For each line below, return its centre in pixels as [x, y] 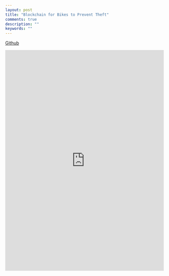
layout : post [19, 10]
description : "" [22, 24]
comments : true [21, 19]
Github [12, 43]
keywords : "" [19, 29]
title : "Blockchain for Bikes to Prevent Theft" [57, 15]
